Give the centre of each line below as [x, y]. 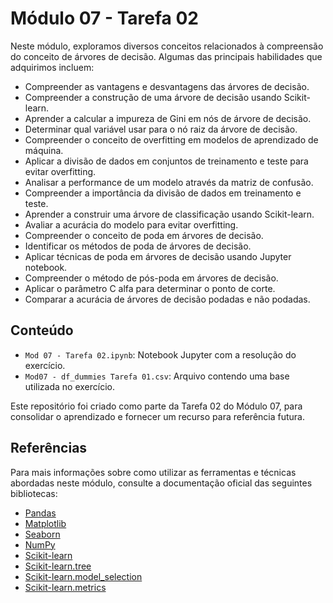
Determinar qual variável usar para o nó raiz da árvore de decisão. [161, 129]
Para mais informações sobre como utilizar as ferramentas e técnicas [153, 472]
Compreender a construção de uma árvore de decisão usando [153, 97]
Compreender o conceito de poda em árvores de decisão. [144, 235]
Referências [49, 448]
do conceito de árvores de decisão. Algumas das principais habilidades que [166, 56]
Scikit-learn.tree [58, 566]
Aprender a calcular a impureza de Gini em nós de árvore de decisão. [168, 118]
